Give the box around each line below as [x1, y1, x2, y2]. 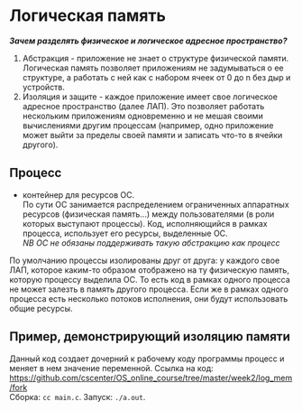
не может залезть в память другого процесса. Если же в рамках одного [9, 284, 288, 294]
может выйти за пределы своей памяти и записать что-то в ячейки [22, 129, 283, 140]
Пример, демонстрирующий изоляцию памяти [9, 329, 290, 344]
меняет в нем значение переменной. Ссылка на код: [9, 362, 214, 373]
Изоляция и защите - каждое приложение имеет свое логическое [22, 91, 278, 102]
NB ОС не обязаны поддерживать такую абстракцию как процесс [22, 237, 281, 248]
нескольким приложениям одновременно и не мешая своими [22, 110, 263, 121]
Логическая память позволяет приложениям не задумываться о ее [22, 62, 284, 73]
